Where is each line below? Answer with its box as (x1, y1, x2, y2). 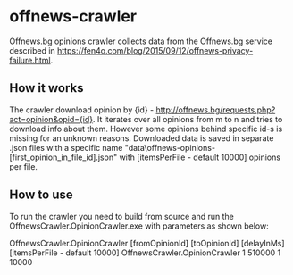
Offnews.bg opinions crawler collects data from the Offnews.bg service (9, 36, 272, 46)
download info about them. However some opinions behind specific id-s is (9, 123, 283, 134)
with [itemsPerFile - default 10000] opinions (119, 152, 281, 162)
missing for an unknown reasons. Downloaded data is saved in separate (9, 132, 274, 144)
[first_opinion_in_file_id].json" (9, 152, 118, 162)
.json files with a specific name (9, 142, 123, 153)
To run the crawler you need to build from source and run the (9, 211, 235, 221)
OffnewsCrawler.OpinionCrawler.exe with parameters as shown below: (9, 221, 270, 231)
